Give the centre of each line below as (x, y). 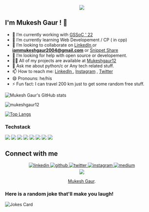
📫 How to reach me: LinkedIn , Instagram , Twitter (63, 71)
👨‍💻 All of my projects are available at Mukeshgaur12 (64, 60)
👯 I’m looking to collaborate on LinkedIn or (54, 45)
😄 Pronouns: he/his (32, 78)
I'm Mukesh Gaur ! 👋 (36, 23)
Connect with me (32, 153)
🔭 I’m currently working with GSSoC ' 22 (53, 34)
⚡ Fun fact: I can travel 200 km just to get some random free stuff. (78, 84)
